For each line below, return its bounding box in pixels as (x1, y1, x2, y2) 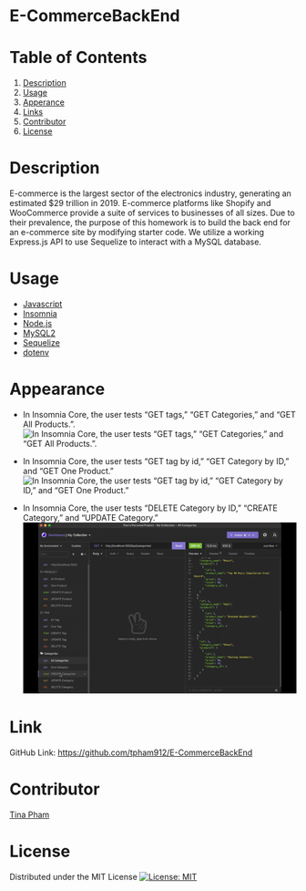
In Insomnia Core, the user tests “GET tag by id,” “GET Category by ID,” (22, 455, 290, 466)
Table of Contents (9, 47, 148, 68)
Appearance (9, 379, 106, 399)
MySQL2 (22, 327, 56, 338)
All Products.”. (22, 419, 76, 430)
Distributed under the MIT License (9, 871, 138, 882)
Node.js (22, 318, 53, 328)
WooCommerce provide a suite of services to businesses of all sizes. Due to (9, 207, 296, 219)
